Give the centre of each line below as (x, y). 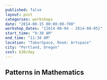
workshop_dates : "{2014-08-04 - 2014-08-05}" (54, 29)
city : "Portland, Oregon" (32, 47)
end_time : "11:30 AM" (28, 38)
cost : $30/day (20, 52)
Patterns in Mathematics (45, 72)
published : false (23, 10)
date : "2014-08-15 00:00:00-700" (40, 24)
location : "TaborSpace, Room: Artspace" (48, 43)
